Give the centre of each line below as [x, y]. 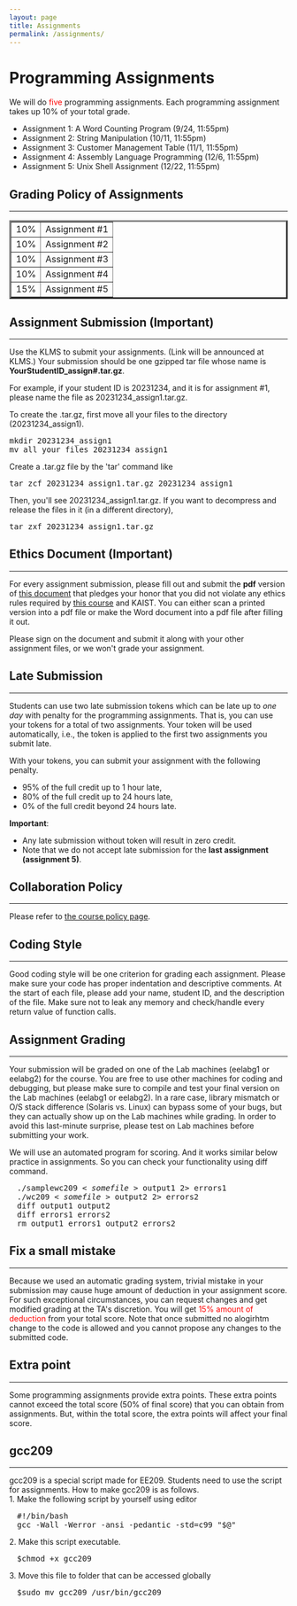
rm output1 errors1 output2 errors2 [96, 1224]
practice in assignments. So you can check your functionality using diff [138, 1162]
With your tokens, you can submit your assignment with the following [135, 760]
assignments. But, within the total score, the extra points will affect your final [148, 1414]
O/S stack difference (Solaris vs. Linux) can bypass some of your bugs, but [146, 1107]
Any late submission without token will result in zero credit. [129, 840]
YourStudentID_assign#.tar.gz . [67, 370]
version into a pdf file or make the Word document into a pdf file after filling [146, 612]
